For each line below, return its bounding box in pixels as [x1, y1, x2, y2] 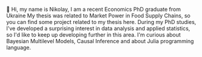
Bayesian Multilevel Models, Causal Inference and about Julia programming [6, 38, 194, 44]
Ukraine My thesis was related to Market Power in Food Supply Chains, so [6, 12, 191, 19]
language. [6, 44, 31, 51]
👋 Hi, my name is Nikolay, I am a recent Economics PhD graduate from [6, 6, 181, 13]
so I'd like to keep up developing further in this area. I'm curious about [6, 31, 181, 38]
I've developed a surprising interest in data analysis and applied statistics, [6, 25, 191, 32]
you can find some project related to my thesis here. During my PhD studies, [6, 19, 197, 25]
